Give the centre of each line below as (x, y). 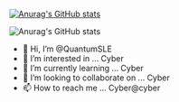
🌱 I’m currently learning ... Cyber (83, 68)
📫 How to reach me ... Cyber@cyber (91, 88)
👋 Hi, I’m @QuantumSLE (67, 49)
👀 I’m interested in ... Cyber (73, 58)
